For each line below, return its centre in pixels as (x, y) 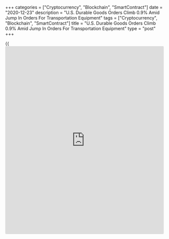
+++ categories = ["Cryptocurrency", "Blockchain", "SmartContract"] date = (84, 7)
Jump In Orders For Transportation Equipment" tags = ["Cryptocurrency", (81, 18)
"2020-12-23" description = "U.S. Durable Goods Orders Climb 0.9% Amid (82, 13)
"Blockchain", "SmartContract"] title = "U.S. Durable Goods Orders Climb (80, 23)
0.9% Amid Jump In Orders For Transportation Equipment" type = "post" (80, 29)
